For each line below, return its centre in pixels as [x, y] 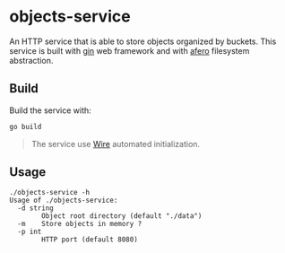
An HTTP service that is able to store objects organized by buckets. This [143, 41]
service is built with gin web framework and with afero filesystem [130, 50]
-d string [35, 208]
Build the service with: [50, 110]
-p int [30, 232]
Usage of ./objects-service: [64, 201]
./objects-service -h [50, 193]
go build [26, 126]
